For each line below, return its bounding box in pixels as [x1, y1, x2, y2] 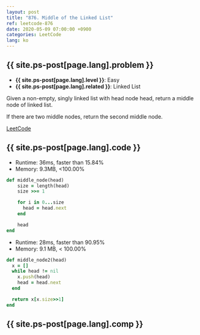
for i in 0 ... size [17, 199, 64, 205]
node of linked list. [6, 101, 53, 108]
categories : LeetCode [6, 32, 62, 38]
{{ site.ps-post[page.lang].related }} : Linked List [15, 83, 141, 90]
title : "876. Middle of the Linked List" [6, 15, 114, 21]
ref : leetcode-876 [6, 20, 53, 26]
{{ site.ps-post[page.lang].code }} [6, 142, 141, 153]
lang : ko [6, 37, 29, 43]
